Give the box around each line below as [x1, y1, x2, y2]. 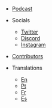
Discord [20, 35, 41, 41]
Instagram [20, 41, 46, 48]
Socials [11, 17, 30, 23]
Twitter [20, 28, 39, 35]
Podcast [11, 5, 33, 12]
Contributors [11, 53, 44, 59]
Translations [11, 64, 43, 71]
